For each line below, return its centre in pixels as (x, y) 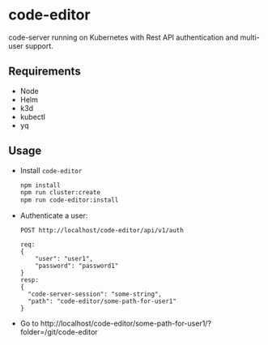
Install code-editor (51, 170)
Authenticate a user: (54, 215)
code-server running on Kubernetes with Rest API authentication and (123, 37)
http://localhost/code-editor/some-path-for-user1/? (126, 324)
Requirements (45, 72)
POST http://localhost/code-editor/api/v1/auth (102, 231)
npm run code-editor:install (69, 200)
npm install (40, 185)
